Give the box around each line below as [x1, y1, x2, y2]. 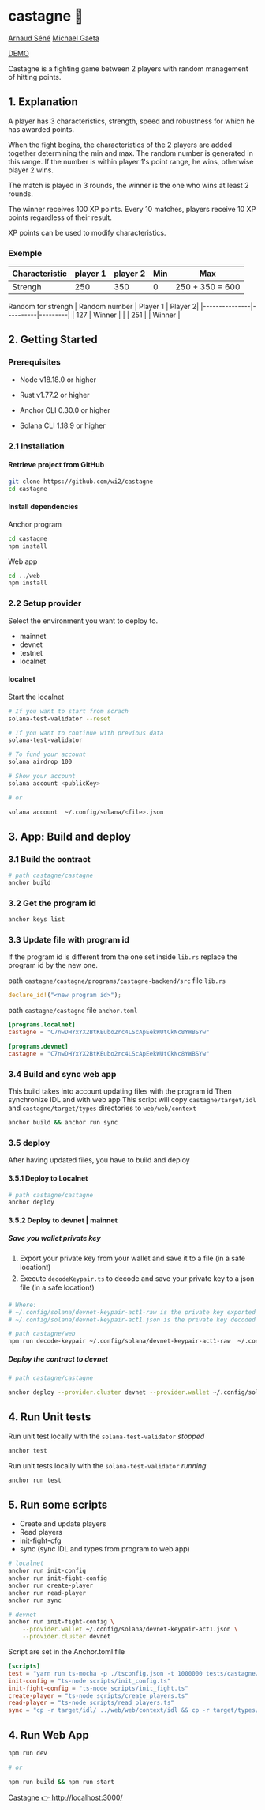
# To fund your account [8, 750, 87, 758]
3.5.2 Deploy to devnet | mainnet [8, 1215, 118, 1225]
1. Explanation [8, 95, 79, 109]
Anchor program [8, 520, 62, 529]
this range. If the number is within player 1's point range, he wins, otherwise [8, 157, 254, 166]
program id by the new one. [8, 961, 99, 970]
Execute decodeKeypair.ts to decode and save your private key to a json [19, 1273, 255, 1283]
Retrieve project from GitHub [8, 460, 105, 470]
